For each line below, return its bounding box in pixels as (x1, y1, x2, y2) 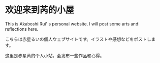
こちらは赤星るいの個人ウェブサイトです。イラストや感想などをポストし (5, 36, 152, 42)
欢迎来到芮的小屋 (5, 4, 75, 16)
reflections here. (5, 26, 38, 32)
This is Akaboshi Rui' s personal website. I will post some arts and (5, 21, 139, 27)
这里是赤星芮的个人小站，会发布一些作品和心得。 (5, 52, 104, 59)
